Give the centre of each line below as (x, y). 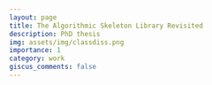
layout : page (33, 17)
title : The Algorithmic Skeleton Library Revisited (106, 26)
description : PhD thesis (55, 34)
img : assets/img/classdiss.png (67, 42)
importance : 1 (35, 50)
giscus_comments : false (53, 67)
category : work (37, 58)
